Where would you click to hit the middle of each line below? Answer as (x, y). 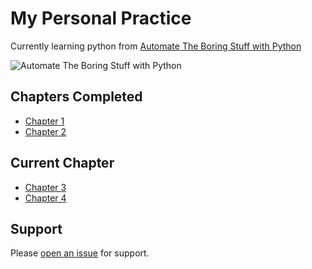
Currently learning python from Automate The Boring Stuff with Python (156, 46)
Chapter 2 (45, 131)
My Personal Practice (101, 18)
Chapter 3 (45, 187)
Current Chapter (62, 163)
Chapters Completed (76, 97)
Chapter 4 (45, 198)
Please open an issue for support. (80, 253)
